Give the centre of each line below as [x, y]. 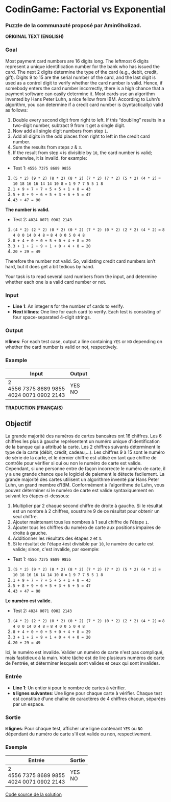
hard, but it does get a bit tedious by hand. [50, 266]
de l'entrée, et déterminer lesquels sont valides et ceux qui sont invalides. [83, 663]
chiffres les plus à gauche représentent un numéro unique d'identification [82, 441]
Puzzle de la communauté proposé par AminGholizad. [74, 26]
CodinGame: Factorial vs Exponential [86, 9]
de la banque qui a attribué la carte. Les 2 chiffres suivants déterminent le [83, 447]
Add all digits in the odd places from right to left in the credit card [81, 136]
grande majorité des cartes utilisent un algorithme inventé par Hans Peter [82, 479]
